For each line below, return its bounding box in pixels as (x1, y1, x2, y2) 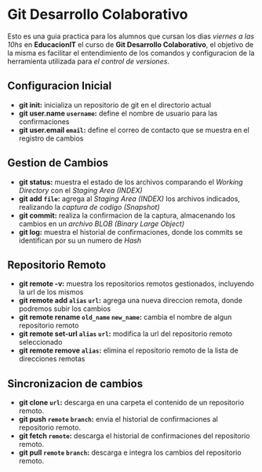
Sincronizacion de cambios (7, 377, 143, 390)
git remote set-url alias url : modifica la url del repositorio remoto (18, 329, 233, 338)
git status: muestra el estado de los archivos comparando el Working (18, 177, 244, 186)
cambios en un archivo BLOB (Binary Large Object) (18, 218, 185, 229)
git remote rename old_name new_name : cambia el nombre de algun (18, 313, 232, 322)
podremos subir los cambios (18, 304, 111, 313)
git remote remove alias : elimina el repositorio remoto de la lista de (18, 346, 238, 355)
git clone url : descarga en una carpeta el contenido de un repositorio (18, 398, 245, 408)
